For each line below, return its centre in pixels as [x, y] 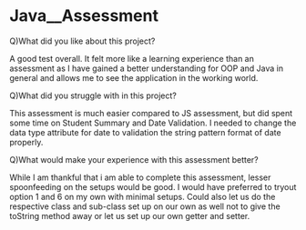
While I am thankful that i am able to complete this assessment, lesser [140, 177]
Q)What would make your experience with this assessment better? [134, 159]
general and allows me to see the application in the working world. [134, 77]
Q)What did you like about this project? [82, 41]
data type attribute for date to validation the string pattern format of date [145, 132]
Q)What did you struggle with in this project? [93, 95]
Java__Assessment [84, 16]
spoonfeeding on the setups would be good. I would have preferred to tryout [153, 186]
